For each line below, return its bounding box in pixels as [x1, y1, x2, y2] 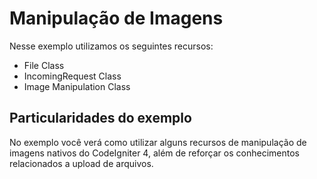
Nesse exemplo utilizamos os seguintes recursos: [9, 40, 214, 52]
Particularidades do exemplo [9, 110, 192, 127]
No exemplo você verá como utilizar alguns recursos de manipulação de [9, 136, 307, 148]
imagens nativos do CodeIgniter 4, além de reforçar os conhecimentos [9, 147, 300, 159]
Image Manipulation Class [23, 80, 131, 92]
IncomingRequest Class [23, 70, 122, 82]
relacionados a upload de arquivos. [9, 157, 154, 169]
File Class [23, 59, 65, 71]
